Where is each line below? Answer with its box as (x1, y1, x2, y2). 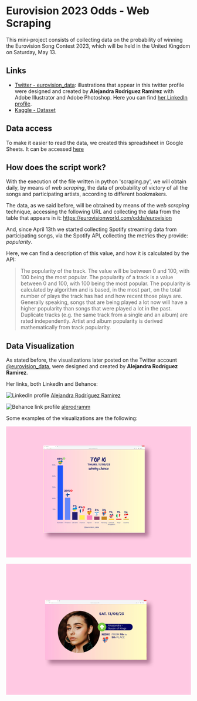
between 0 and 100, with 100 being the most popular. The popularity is (20, 280, 191, 287)
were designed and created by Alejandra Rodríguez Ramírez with (14, 87, 174, 95)
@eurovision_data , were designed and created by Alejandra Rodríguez (6, 363, 178, 370)
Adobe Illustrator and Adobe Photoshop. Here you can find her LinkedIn (14, 94, 188, 101)
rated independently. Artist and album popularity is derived (20, 318, 163, 325)
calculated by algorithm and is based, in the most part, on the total (20, 286, 181, 293)
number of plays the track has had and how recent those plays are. (20, 293, 183, 300)
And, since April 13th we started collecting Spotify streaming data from (6, 226, 177, 233)
